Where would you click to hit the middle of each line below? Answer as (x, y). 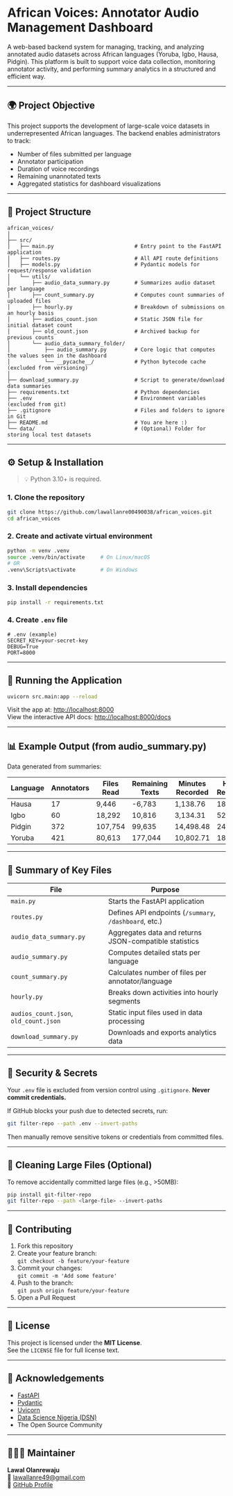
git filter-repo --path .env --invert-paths (72, 1124)
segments (124, 1001)
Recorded (192, 792)
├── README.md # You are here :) (97, 422)
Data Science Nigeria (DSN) (57, 1417)
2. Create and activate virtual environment (80, 536)
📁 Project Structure (49, 212)
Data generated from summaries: (54, 766)
